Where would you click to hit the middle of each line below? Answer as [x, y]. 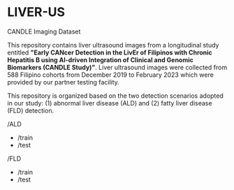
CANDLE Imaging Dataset [44, 31]
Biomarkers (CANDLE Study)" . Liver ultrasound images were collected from [117, 67]
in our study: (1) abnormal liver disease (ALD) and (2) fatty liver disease [110, 103]
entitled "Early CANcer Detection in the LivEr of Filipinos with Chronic [110, 52]
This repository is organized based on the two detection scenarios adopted [115, 96]
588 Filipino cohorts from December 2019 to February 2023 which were [111, 75]
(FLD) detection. [31, 110]
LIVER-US [36, 12]
